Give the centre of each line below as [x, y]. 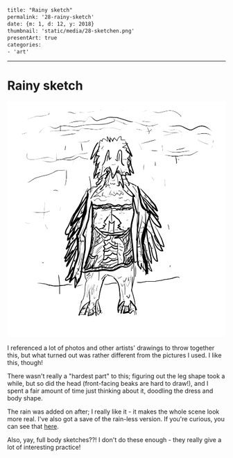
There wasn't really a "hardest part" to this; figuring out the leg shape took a [116, 376]
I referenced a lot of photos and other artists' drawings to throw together [111, 348]
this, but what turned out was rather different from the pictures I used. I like [114, 355]
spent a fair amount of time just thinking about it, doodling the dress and [110, 391]
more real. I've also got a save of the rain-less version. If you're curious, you [116, 418]
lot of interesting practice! [44, 447]
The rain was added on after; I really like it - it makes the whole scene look [113, 412]
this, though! [25, 362]
